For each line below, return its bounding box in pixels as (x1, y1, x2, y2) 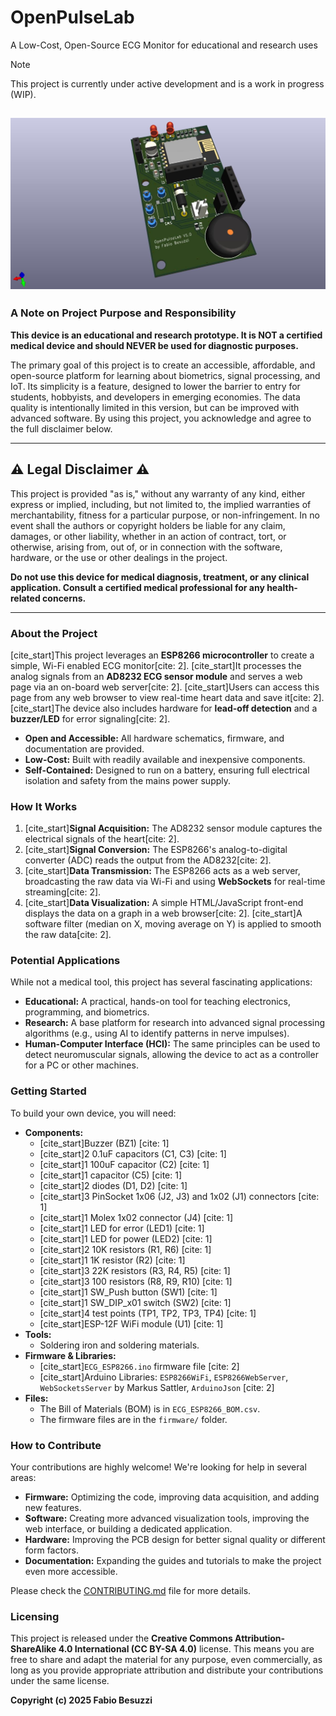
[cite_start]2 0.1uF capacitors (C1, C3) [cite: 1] (39, 1147, 227, 1160)
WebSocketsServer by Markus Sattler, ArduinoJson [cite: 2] (39, 1381, 275, 1393)
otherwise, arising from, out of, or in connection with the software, (10, 541, 283, 553)
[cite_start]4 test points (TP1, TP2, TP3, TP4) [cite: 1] (39, 1307, 257, 1319)
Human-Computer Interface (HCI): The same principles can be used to (24, 1038, 321, 1050)
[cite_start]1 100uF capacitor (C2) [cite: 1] (39, 1158, 210, 1170)
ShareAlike (10, 1643, 57, 1655)
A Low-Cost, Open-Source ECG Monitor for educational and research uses (10, 39, 318, 51)
